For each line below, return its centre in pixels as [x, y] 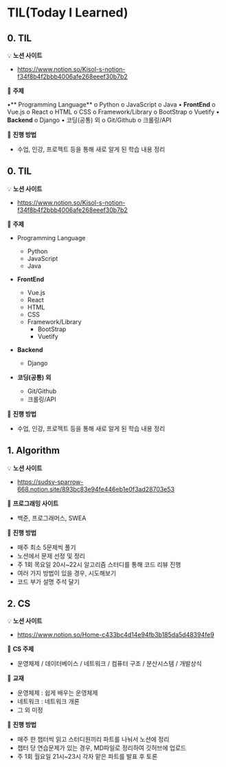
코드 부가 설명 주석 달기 [48, 581]
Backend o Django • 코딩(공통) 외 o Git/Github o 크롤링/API [89, 120]
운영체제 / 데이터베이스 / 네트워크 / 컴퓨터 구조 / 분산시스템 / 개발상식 [109, 664]
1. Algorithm [34, 451]
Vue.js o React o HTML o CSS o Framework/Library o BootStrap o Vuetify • [113, 112]
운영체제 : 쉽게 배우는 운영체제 [57, 693]
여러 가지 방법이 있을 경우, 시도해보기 [67, 573]
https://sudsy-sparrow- [50, 482]
